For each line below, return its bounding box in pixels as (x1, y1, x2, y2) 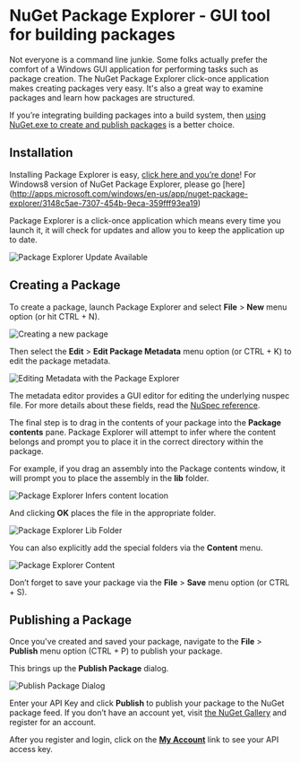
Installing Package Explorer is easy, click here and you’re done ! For (9, 169, 257, 180)
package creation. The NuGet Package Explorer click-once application (9, 73, 270, 83)
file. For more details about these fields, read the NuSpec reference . (9, 399, 261, 410)
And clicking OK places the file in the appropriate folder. (9, 507, 217, 518)
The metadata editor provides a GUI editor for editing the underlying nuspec (9, 390, 290, 400)
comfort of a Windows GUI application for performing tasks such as (9, 64, 259, 75)
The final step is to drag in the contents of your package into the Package (9, 417, 282, 427)
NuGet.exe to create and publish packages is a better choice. (9, 118, 236, 130)
